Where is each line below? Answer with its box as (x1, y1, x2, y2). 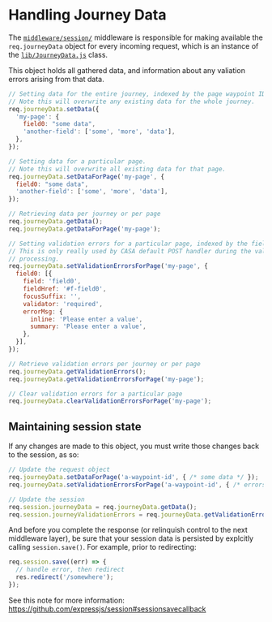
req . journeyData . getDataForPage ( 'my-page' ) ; (8, 225, 161, 233)
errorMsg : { (23, 307, 63, 316)
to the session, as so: (8, 450, 79, 460)
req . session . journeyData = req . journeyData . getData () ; (8, 503, 198, 511)
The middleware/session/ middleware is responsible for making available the (8, 32, 263, 42)
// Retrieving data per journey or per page (8, 209, 161, 218)
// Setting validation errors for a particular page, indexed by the (8, 240, 249, 248)
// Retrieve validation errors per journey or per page (8, 360, 201, 368)
